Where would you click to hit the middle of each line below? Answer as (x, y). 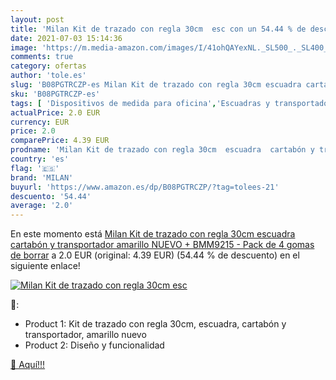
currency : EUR (40, 122)
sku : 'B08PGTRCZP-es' (55, 94)
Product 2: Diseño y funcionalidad (94, 345)
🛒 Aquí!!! (28, 365)
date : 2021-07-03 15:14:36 (66, 38)
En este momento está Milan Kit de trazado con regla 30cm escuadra (153, 234)
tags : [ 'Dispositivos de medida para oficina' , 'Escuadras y (140, 103)
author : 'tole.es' (48, 76)
